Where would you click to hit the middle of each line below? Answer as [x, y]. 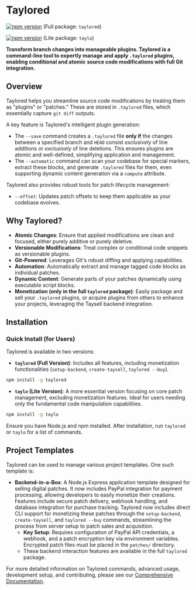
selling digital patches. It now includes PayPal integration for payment [98, 488]
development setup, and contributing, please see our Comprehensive [90, 575]
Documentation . [25, 581]
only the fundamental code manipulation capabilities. [78, 404]
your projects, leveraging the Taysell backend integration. [84, 304]
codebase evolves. [37, 202]
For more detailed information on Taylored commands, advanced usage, [93, 568]
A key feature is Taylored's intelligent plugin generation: [73, 125]
